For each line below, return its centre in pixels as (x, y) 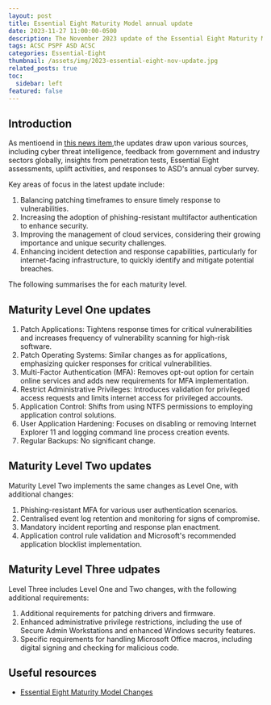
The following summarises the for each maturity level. (98, 284)
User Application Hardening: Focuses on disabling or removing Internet (138, 424)
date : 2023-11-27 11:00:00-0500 (63, 31)
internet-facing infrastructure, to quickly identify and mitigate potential (137, 260)
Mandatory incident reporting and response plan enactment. (120, 527)
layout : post (30, 16)
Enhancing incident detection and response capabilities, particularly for (139, 252)
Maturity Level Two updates (80, 466)
